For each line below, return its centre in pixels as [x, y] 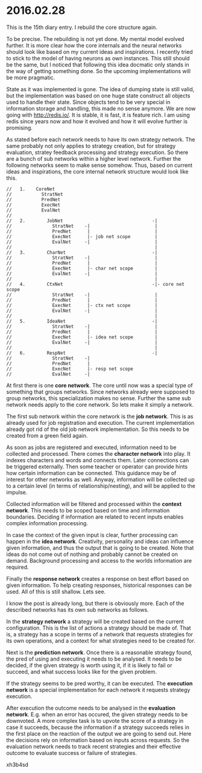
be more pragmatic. [31, 77]
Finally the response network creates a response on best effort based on [98, 578]
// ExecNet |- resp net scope [70, 369]
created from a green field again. [47, 435]
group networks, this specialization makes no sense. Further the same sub [99, 398]
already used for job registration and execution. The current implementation [100, 422]
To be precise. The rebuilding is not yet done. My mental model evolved [95, 39]
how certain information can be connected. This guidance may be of [91, 473]
